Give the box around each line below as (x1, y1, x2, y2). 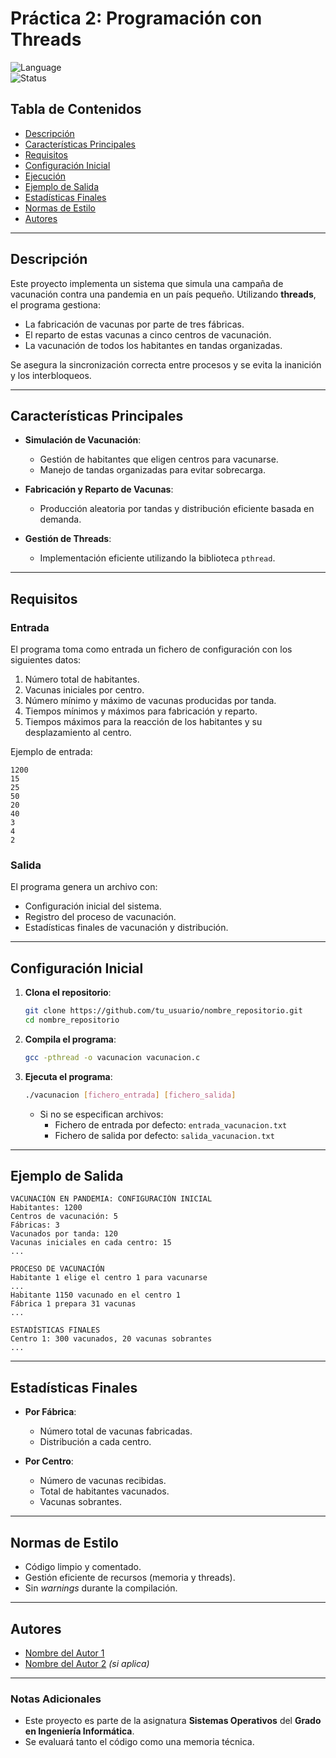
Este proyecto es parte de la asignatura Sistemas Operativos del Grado (24, 1715, 322, 1727)
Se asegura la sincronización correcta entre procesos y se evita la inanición (10, 358, 322, 371)
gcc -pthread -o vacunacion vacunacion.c (24, 1052, 201, 1062)
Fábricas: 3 (10, 1220, 60, 1231)
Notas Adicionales (10, 1692, 102, 1706)
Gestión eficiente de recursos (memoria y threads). (24, 1572, 236, 1584)
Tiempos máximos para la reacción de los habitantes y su (24, 716, 263, 728)
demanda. (39, 513, 82, 526)
